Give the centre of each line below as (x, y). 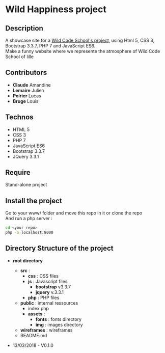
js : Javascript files (48, 281)
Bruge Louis (25, 101)
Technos (20, 117)
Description (24, 28)
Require (18, 172)
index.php (38, 308)
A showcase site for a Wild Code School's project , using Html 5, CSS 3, (80, 40)
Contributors (26, 73)
